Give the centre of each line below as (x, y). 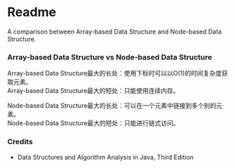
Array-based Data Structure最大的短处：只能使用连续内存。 (94, 91)
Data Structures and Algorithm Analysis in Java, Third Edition (106, 157)
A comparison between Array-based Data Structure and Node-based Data (115, 31)
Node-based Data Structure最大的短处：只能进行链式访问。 (94, 123)
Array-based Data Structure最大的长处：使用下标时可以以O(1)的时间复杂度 (115, 73)
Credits (20, 142)
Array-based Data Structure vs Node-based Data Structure (110, 57)
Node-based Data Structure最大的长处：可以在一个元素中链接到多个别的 (112, 106)
